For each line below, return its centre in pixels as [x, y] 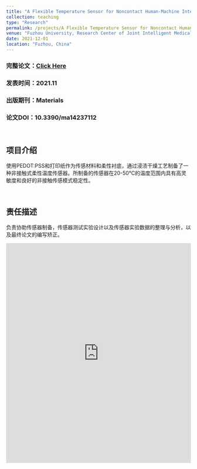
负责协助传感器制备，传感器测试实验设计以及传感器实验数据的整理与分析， [96, 227]
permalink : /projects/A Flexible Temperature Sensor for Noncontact [91, 28]
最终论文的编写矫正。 [37, 235]
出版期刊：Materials [35, 100]
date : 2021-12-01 [27, 39]
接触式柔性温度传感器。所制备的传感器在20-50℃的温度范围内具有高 [99, 173]
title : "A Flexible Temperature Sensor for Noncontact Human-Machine [93, 11]
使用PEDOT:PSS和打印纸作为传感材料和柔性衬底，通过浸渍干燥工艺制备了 [95, 165]
